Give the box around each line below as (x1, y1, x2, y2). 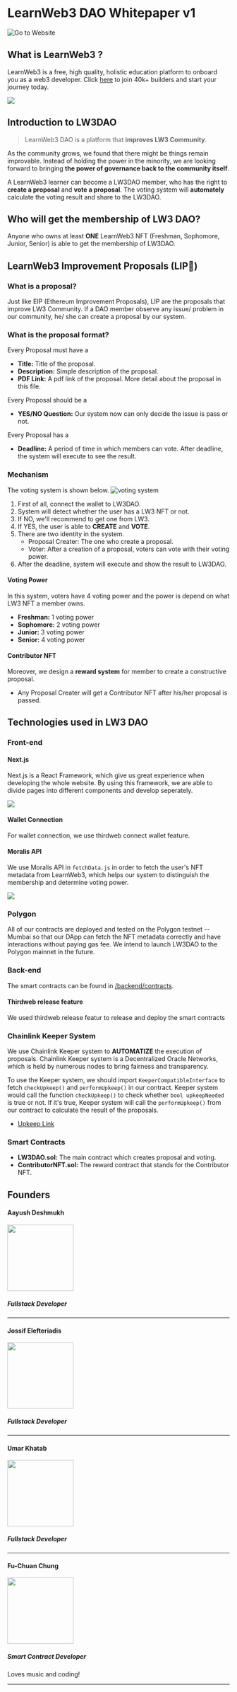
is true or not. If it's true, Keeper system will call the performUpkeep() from (7, 1099, 221, 1107)
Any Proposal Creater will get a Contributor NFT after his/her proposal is (17, 688, 228, 697)
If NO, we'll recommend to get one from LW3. (17, 514, 150, 523)
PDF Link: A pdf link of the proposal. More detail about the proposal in (17, 375, 221, 383)
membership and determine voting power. (7, 878, 129, 886)
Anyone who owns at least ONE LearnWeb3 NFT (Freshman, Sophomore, (7, 232, 220, 241)
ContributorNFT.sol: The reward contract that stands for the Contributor (17, 1161, 229, 1169)
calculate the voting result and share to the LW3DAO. (7, 192, 162, 201)
